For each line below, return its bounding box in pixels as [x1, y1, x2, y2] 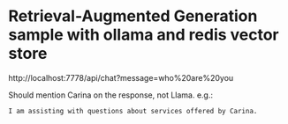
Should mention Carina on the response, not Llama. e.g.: [8, 90, 214, 100]
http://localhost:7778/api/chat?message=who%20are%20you [8, 72, 234, 83]
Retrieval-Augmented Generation [8, 6, 258, 26]
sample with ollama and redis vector [8, 25, 279, 45]
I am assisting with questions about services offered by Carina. [8, 106, 258, 115]
